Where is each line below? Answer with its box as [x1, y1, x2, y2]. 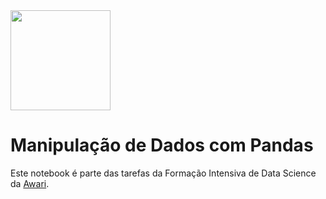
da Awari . [10, 177, 50, 189]
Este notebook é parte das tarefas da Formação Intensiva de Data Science [10, 167, 317, 179]
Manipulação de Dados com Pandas [10, 134, 314, 157]
